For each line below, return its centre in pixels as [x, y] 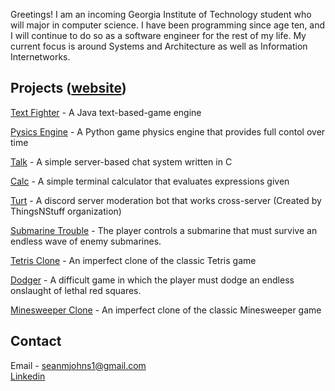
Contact [36, 341]
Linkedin [28, 376]
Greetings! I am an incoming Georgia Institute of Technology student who [161, 14]
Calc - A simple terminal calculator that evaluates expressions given [150, 181]
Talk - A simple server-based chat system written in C [121, 161]
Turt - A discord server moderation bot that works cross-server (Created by [166, 200]
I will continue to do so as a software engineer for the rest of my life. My [158, 35]
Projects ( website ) [68, 88]
